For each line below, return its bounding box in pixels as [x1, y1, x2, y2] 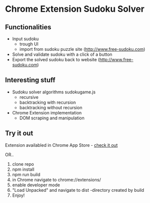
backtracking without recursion [19, 104, 83, 111]
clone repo [12, 161, 34, 167]
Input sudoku [12, 36, 39, 42]
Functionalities [5, 23, 51, 31]
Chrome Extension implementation [12, 110, 82, 115]
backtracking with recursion [19, 99, 76, 105]
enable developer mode [12, 182, 60, 188]
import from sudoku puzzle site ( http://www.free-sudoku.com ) [19, 46, 146, 52]
